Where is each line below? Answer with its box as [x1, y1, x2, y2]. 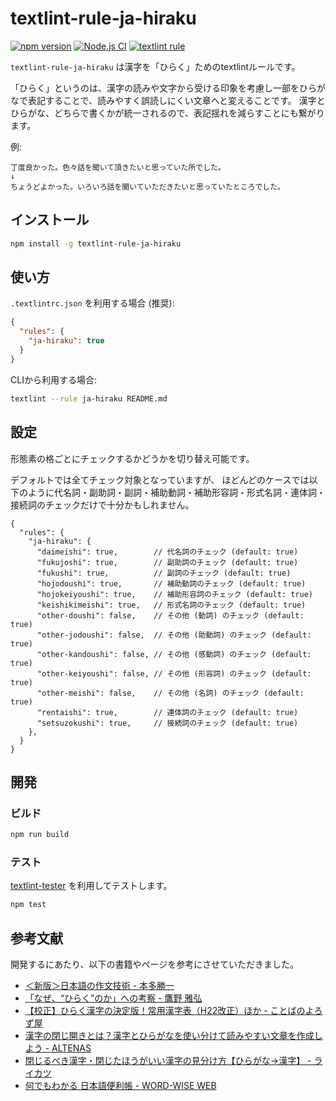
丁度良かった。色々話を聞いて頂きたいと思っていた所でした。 [10, 162, 226, 172]
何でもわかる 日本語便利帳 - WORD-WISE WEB [24, 1080, 217, 1092]
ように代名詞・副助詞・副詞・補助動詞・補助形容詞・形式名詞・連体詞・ [27, 486, 326, 498]
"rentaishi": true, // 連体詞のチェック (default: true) [36, 707, 299, 717]
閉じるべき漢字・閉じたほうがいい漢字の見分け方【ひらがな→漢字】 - [24, 1055, 312, 1067]
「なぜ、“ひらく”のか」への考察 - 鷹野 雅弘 [24, 992, 203, 1004]
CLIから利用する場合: [10, 373, 97, 386]
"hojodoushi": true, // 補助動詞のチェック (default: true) [36, 578, 307, 589]
